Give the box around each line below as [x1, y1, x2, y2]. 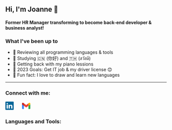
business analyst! [5, 25, 45, 31]
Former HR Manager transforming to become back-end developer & [5, 19, 152, 26]
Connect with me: [5, 90, 51, 97]
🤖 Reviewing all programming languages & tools [12, 49, 114, 55]
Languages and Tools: [5, 118, 61, 125]
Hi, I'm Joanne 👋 [5, 5, 58, 14]
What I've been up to [5, 37, 58, 45]
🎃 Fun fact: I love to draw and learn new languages [12, 72, 120, 78]
